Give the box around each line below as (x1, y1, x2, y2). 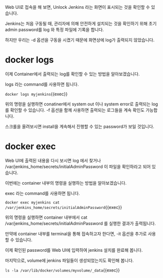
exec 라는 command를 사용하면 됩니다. (5, 190, 80, 196)
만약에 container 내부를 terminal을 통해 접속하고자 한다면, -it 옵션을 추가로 (5, 230, 147, 237)
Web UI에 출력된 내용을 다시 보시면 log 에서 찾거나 (5, 157, 101, 163)
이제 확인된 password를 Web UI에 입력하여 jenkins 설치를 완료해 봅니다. (5, 247, 143, 253)
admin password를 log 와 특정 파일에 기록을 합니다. (5, 27, 104, 33)
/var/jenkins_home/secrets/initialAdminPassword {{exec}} (5, 204, 123, 210)
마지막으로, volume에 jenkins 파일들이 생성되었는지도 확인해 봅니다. (5, 257, 134, 263)
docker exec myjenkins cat (5, 200, 60, 205)
